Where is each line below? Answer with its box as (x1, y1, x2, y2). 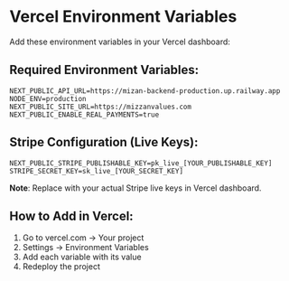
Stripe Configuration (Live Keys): (9, 135, 199, 150)
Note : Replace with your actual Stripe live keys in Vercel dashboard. (9, 183, 262, 193)
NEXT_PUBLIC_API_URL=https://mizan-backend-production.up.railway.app (9, 86, 281, 96)
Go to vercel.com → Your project (22, 232, 144, 243)
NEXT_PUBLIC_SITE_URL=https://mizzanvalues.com (9, 102, 192, 111)
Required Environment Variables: (9, 62, 200, 78)
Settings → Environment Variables (22, 242, 149, 253)
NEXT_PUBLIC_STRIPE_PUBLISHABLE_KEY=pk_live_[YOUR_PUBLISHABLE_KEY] (9, 158, 273, 168)
